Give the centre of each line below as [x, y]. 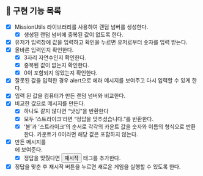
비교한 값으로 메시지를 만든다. [50, 103]
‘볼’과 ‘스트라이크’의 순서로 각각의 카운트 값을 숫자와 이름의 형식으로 [104, 127]
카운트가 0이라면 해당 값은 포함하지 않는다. [87, 134]
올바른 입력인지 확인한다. [44, 50]
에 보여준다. [29, 149]
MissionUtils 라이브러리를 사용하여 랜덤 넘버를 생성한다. [81, 27]
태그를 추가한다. [102, 158]
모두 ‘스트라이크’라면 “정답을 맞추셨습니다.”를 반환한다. [89, 119]
